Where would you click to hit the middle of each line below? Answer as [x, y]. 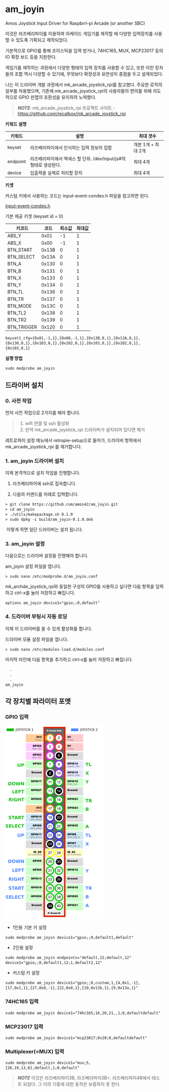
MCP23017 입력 [24, 1027]
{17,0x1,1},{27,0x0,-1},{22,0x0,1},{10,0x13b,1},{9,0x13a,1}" [72, 988]
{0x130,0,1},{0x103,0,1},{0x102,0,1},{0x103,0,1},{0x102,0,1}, [73, 344]
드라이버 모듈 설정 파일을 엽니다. [37, 639]
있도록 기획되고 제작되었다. [42, 40]
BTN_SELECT [21, 257]
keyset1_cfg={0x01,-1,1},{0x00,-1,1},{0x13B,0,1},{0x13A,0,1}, [73, 338]
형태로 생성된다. [46, 165]
